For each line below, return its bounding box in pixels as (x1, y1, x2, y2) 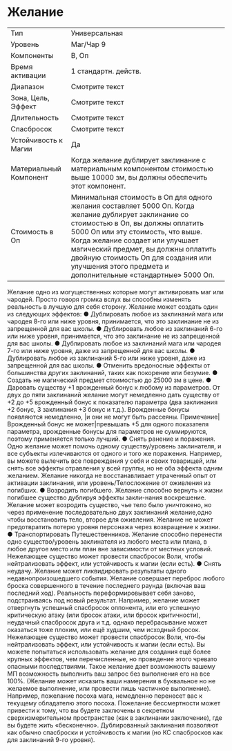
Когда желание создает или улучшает (70, 236, 199, 245)
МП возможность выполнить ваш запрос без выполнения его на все (7, 669, 211, 678)
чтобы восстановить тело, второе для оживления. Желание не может (7, 515, 213, 524)
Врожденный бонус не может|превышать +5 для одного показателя (7, 419, 209, 428)
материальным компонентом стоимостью (70, 164, 214, 173)
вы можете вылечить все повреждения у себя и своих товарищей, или (7, 457, 217, 465)
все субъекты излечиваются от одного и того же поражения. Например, (7, 449, 222, 457)
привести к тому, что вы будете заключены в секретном (7, 706, 175, 714)
